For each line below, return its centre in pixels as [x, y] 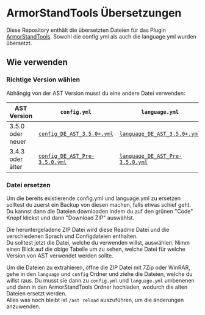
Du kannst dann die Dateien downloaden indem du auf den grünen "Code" [100, 211]
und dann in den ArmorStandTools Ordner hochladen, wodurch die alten [97, 287]
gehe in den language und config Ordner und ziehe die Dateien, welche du [99, 274]
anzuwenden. [23, 306]
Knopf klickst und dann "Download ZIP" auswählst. [70, 218]
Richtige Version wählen [43, 80]
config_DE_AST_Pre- [67, 156]
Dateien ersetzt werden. [37, 293]
